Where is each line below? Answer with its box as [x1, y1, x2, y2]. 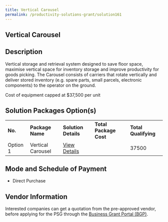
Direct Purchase [12, 178, 46, 184]
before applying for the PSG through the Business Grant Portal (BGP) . [5, 211, 148, 217]
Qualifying [129, 130, 156, 137]
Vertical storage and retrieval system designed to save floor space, [5, 61, 143, 67]
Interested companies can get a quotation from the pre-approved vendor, [5, 206, 156, 212]
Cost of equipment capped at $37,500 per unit [5, 92, 101, 98]
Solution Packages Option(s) [5, 106, 96, 115]
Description [5, 48, 42, 56]
